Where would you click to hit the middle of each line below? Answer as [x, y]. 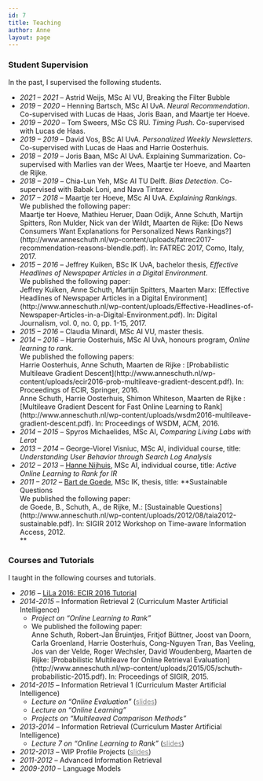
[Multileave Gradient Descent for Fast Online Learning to [111, 407]
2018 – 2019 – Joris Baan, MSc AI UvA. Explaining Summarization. [125, 156]
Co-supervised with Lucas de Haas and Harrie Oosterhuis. [114, 147]
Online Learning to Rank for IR [68, 473]
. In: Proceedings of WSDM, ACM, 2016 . [155, 423]
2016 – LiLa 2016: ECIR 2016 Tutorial [78, 593]
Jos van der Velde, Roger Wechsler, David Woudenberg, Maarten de [142, 651]
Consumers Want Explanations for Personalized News [106, 231]
